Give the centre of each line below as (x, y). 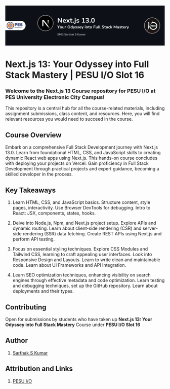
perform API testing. (34, 239)
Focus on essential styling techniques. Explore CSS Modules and (80, 249)
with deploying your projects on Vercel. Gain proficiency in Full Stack (77, 163)
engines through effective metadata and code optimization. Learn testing (89, 280)
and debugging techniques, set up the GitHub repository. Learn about (85, 286)
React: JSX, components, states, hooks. (54, 213)
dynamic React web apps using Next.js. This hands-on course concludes (81, 158)
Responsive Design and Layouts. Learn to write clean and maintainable (86, 260)
